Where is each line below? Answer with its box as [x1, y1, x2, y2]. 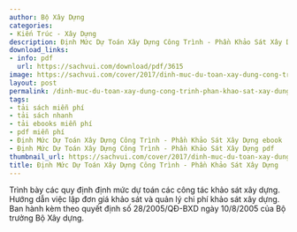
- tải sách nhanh [9, 111, 73, 120]
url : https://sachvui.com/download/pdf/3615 [17, 63, 184, 71]
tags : [9, 94, 29, 104]
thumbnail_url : [9, 152, 65, 161]
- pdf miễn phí [9, 128, 65, 137]
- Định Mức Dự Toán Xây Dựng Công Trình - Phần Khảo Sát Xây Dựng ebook [9, 136, 283, 145]
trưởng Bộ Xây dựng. [9, 213, 85, 223]
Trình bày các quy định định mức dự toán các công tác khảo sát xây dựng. [9, 184, 280, 195]
